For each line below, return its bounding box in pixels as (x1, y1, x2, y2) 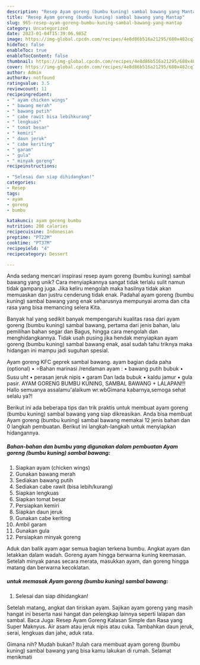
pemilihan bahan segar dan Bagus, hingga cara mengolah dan (7, 328, 158, 335)
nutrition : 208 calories (7, 223, 68, 229)
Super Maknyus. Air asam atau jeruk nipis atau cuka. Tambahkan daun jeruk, (7, 623, 194, 630)
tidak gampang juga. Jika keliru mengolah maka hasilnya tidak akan (7, 285, 172, 292)
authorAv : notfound (7, 75, 55, 81)
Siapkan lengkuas (15, 489, 59, 496)
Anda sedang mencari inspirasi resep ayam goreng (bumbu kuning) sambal (7, 273, 191, 280)
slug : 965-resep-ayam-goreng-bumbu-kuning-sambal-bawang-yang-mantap (7, 20, 183, 26)
